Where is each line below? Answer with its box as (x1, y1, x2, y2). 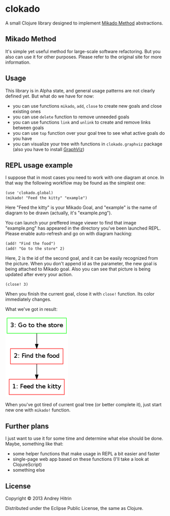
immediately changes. (5, 297, 52, 303)
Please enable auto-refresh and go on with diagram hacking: (5, 231, 132, 237)
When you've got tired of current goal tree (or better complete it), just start (5, 402, 162, 408)
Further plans (5, 422, 49, 430)
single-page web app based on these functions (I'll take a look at (12, 456, 149, 462)
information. (5, 59, 31, 65)
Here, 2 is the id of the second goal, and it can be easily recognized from (5, 255, 158, 261)
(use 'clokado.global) (5, 190, 53, 195)
